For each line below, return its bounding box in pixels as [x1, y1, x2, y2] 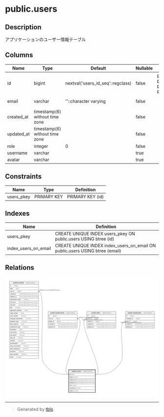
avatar [7, 157, 20, 162]
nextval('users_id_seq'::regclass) [65, 80, 132, 86]
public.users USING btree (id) [55, 236, 115, 242]
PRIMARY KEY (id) [67, 194, 104, 200]
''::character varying [65, 98, 106, 104]
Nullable [135, 65, 153, 71]
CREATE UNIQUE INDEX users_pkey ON [55, 231, 135, 237]
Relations [5, 263, 35, 272]
